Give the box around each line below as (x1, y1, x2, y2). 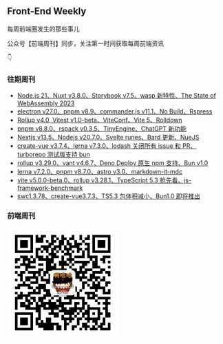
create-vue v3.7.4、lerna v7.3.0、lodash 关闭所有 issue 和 (17, 142, 181, 150)
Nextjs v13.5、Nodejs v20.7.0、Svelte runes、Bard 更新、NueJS (17, 133, 200, 142)
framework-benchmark (17, 184, 83, 192)
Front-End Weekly (7, 6, 87, 17)
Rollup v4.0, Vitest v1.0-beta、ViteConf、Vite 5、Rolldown (17, 116, 182, 125)
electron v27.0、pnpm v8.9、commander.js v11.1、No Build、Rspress (17, 107, 213, 116)
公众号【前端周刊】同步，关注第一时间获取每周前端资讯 (7, 39, 164, 47)
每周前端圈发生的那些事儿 (7, 24, 80, 33)
